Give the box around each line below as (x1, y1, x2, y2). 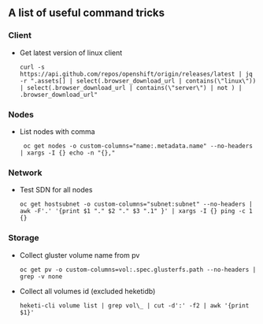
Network (8, 167, 43, 178)
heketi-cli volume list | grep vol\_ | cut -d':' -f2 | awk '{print (19, 301, 250, 310)
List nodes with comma (19, 126, 96, 136)
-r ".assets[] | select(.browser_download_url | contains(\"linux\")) (19, 76, 257, 85)
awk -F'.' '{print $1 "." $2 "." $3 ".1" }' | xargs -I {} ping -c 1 (19, 207, 254, 215)
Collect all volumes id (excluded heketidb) (19, 286, 156, 296)
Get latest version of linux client (19, 47, 123, 58)
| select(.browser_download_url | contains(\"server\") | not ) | (19, 84, 243, 91)
